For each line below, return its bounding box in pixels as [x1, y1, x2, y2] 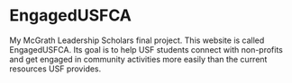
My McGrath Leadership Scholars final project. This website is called [9, 35, 265, 46]
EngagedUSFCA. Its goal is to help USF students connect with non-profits [9, 44, 284, 54]
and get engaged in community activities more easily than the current [9, 54, 268, 64]
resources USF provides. [9, 63, 102, 74]
